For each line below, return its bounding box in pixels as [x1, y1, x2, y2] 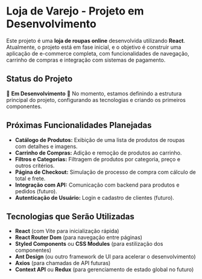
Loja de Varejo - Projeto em [6, 4, 144, 18]
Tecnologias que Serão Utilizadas [6, 211, 134, 222]
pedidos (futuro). [14, 187, 57, 194]
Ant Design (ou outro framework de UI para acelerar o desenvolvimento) [14, 253, 196, 260]
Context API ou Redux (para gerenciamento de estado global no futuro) [14, 266, 194, 273]
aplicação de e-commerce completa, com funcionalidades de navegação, [6, 50, 190, 57]
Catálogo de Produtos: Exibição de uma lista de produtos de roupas [14, 136, 185, 143]
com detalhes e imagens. [14, 143, 78, 150]
